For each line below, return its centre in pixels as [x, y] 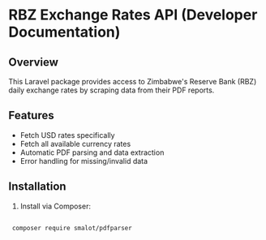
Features [31, 116]
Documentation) [64, 32]
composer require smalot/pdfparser [72, 228]
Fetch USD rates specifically [67, 135]
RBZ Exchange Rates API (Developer [133, 15]
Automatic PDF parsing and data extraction [92, 152]
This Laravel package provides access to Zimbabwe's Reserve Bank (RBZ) [133, 81]
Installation [37, 187]
